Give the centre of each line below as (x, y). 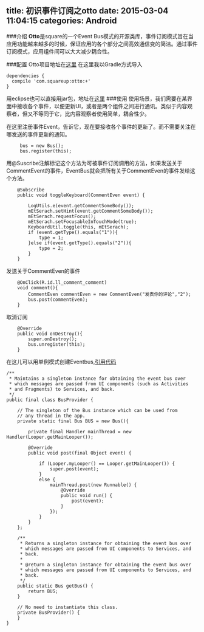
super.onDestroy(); (53, 339)
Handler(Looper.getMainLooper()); (50, 437)
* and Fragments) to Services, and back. (62, 389)
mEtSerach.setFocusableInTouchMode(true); (83, 222)
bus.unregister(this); (57, 344)
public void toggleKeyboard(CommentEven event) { (81, 195)
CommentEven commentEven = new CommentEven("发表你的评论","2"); (110, 294)
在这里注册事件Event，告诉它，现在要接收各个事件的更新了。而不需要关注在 (101, 126)
